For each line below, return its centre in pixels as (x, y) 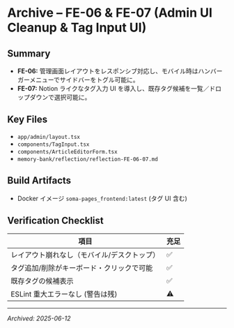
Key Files (27, 120)
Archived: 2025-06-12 (39, 318)
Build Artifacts (39, 180)
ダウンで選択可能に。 (60, 97)
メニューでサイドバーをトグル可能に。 (84, 80)
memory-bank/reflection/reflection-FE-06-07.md (87, 159)
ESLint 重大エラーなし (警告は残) (64, 295)
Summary (29, 53)
